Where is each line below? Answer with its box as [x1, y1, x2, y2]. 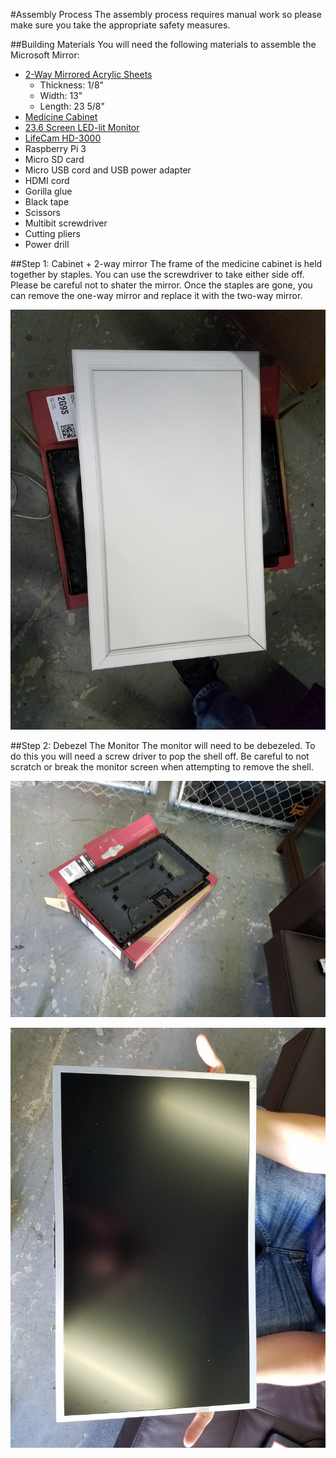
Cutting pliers [24, 228, 81, 239]
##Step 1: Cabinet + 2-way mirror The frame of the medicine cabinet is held [10, 258, 323, 269]
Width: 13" [39, 90, 83, 101]
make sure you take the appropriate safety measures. [10, 19, 231, 31]
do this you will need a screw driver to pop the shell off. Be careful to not [10, 750, 310, 762]
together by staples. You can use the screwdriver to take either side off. [10, 269, 305, 280]
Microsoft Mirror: [10, 49, 80, 61]
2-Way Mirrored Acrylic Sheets [24, 69, 153, 80]
